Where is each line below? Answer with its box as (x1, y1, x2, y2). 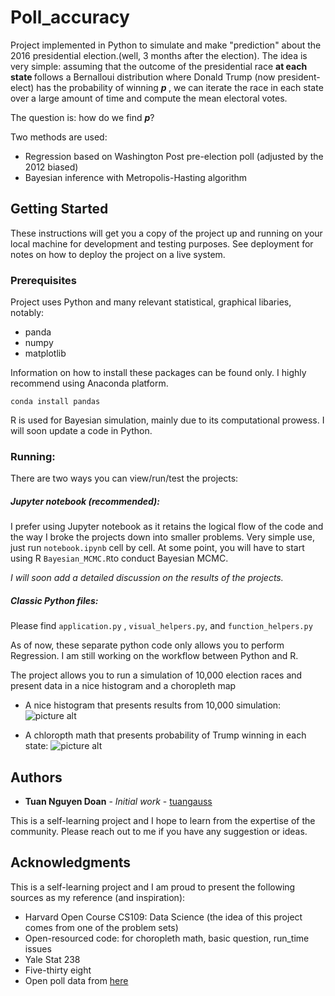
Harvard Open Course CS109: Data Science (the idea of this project (24, 911, 303, 923)
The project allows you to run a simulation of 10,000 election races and (10, 669, 303, 681)
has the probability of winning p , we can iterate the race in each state (36, 81, 324, 93)
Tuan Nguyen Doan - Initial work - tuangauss (24, 796, 213, 808)
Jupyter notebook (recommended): (10, 495, 161, 507)
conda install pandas (10, 397, 101, 407)
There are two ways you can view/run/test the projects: (10, 472, 239, 485)
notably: (10, 307, 45, 319)
